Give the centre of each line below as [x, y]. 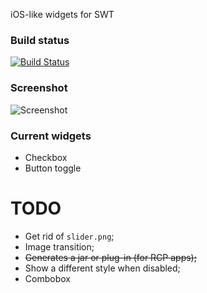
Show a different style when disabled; [102, 268]
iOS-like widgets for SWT [62, 14]
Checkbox [46, 157]
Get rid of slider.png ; [69, 236]
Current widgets [51, 136]
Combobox [47, 278]
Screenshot [39, 88]
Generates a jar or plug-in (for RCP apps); [110, 257]
